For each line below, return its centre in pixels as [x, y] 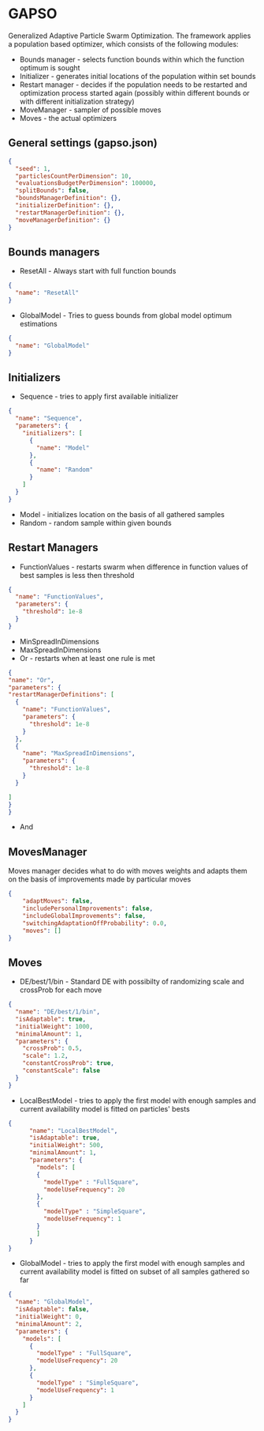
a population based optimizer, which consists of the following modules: [123, 43]
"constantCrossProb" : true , [68, 1063]
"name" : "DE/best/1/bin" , [58, 1012]
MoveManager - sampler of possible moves [90, 109]
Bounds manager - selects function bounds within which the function [132, 59]
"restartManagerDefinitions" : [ [61, 695]
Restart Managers [53, 547]
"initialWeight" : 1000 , [54, 1026]
